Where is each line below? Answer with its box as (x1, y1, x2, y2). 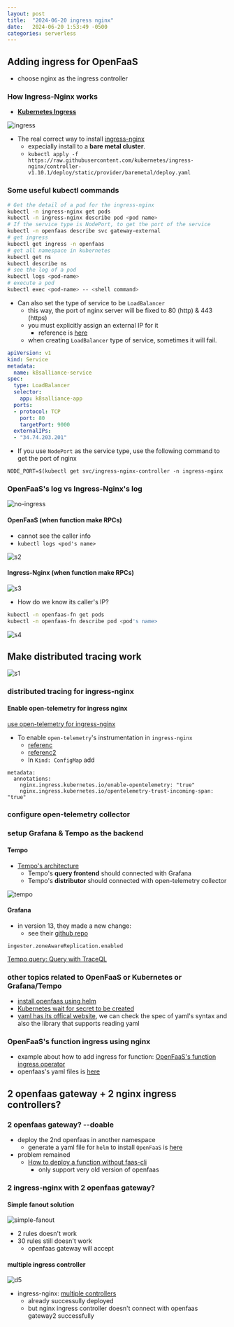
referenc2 (27, 748, 57, 756)
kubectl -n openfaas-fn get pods (7, 611, 105, 618)
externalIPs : (13, 428, 52, 435)
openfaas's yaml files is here (17, 1067, 100, 1076)
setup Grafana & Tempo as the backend (7, 828, 144, 838)
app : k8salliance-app (20, 395, 82, 403)
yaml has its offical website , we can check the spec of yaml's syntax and (17, 1012, 228, 1020)
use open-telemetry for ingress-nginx (7, 719, 116, 728)
